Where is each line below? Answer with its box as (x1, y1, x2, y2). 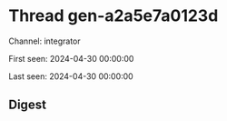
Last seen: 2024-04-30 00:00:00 (8, 70, 133, 82)
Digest (8, 97, 47, 113)
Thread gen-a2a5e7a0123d (8, 5, 219, 26)
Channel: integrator (8, 35, 81, 46)
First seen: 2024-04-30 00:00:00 (8, 53, 134, 64)
